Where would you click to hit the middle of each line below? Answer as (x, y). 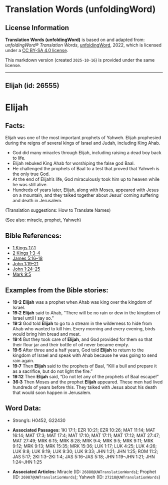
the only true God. (31, 174)
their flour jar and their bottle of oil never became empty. (71, 345)
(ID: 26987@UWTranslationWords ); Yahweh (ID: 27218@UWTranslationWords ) (86, 477)
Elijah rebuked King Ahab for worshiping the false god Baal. (73, 163)
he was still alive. (30, 185)
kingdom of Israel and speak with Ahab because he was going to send (85, 355)
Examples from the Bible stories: (57, 290)
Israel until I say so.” (33, 318)
